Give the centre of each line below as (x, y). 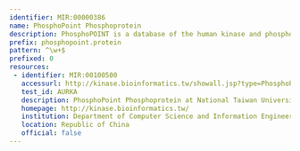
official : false (51, 133)
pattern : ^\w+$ (37, 51)
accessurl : (42, 83)
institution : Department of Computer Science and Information (139, 116)
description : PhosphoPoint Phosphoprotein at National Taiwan (139, 100)
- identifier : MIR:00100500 (65, 75)
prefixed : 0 (31, 59)
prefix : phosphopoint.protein (66, 42)
